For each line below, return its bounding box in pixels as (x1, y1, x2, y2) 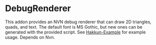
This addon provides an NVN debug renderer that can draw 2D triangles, (5, 19, 152, 25)
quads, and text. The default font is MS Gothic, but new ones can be (5, 24, 143, 30)
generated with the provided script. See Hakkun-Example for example (5, 29, 146, 35)
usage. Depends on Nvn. (5, 34, 55, 40)
